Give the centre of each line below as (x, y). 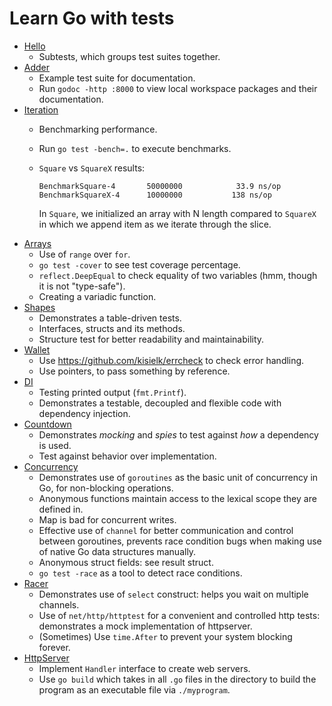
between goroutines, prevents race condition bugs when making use (180, 541)
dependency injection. (84, 413)
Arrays (37, 243)
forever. (54, 647)
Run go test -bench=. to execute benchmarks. (135, 148)
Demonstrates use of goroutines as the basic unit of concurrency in (178, 477)
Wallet (37, 349)
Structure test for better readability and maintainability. (151, 339)
